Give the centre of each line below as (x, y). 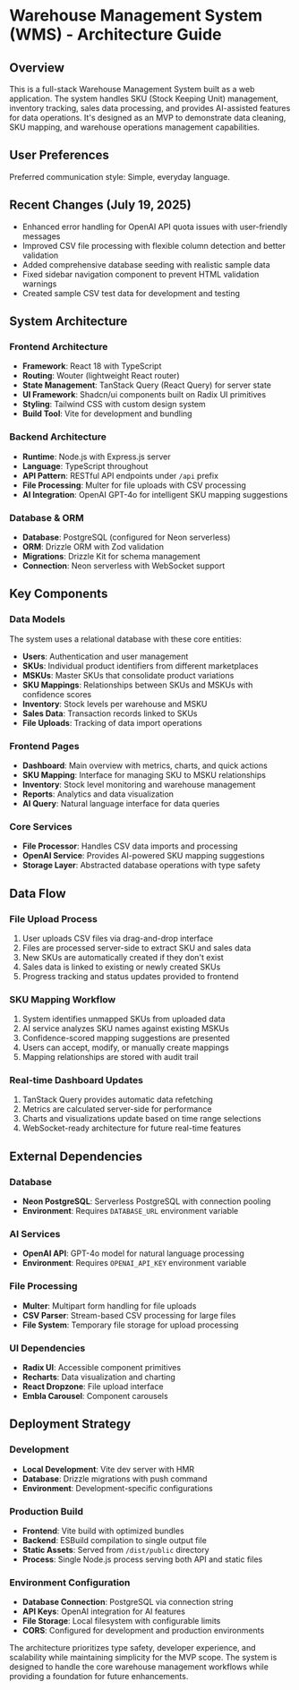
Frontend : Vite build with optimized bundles (103, 1531)
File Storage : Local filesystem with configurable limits (121, 1621)
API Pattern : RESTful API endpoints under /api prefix (120, 475)
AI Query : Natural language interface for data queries (121, 803)
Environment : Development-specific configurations (117, 1488)
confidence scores (57, 694)
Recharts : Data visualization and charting (99, 1377)
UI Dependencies (47, 1348)
